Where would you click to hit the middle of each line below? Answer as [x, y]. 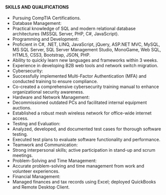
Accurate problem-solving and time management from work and [78, 166]
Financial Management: [36, 177]
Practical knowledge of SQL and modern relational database [74, 29]
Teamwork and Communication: [45, 145]
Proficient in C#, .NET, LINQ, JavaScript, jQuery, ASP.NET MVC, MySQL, [86, 44]
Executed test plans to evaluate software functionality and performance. [86, 140]
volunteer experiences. [36, 171]
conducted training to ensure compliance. [55, 82]
